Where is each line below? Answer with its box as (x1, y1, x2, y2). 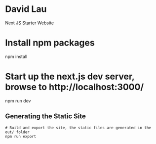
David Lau (5, 3, 47, 15)
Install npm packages (5, 37, 95, 48)
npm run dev (5, 97, 31, 103)
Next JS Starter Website (5, 20, 54, 26)
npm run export (5, 134, 37, 139)
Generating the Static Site (5, 112, 86, 121)
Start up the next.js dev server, (5, 71, 135, 82)
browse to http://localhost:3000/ (5, 82, 144, 93)
